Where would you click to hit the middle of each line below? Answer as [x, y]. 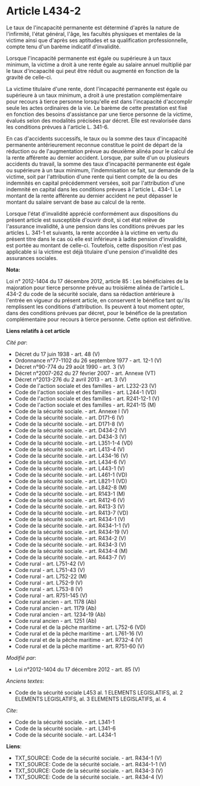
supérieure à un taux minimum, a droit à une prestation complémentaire [94, 95]
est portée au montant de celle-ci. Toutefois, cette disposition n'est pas [94, 245]
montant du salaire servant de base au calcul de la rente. [76, 202]
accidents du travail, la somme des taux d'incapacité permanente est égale [99, 164]
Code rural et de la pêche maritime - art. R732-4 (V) [79, 640]
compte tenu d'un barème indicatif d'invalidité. [64, 47]
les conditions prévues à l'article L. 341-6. [58, 127]
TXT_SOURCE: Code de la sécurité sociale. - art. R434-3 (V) [89, 770]
